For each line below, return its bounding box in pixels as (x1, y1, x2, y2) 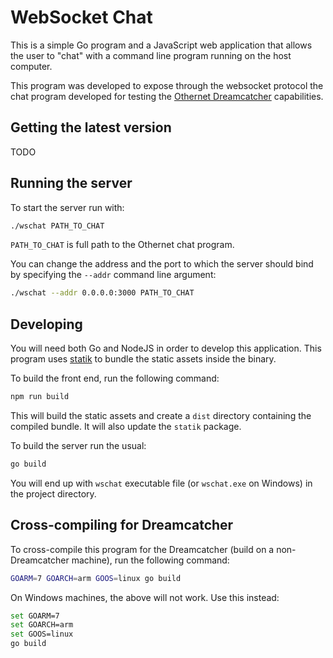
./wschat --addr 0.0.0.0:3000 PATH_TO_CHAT (10, 288, 195, 298)
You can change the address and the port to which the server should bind (10, 258, 314, 270)
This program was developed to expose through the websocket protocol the (10, 79, 324, 91)
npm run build (10, 392, 70, 402)
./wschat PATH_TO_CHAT (10, 221, 105, 231)
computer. (10, 60, 53, 72)
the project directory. (10, 487, 97, 500)
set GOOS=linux (10, 629, 74, 640)
